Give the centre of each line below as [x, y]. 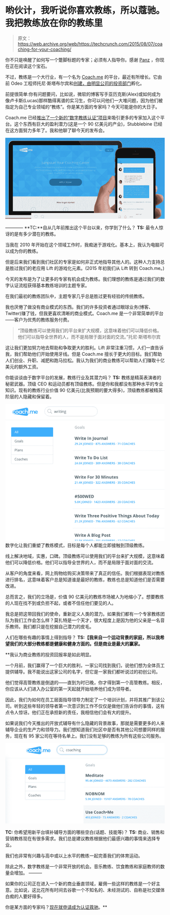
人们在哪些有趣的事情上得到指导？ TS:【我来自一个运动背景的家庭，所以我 [83, 637]
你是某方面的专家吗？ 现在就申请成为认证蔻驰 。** [56, 907]
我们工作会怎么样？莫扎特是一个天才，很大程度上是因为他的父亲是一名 [87, 620]
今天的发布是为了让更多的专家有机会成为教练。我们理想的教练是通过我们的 [83, 279]
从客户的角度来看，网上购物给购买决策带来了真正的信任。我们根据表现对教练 [85, 573]
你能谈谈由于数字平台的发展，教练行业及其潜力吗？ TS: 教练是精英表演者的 [83, 377]
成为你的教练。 [25, 251]
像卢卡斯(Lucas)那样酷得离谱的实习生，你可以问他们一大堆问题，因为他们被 [84, 100]
